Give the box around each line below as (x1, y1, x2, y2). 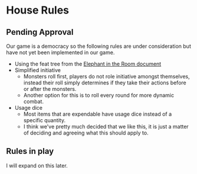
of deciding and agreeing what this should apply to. (23, 129, 149, 136)
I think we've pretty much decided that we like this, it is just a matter (23, 123, 189, 130)
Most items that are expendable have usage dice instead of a (23, 110, 172, 117)
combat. (23, 98, 44, 105)
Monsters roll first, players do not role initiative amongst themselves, (23, 73, 190, 80)
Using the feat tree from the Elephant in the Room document (14, 60, 162, 67)
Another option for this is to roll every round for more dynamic (23, 92, 175, 99)
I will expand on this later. (6, 162, 68, 169)
